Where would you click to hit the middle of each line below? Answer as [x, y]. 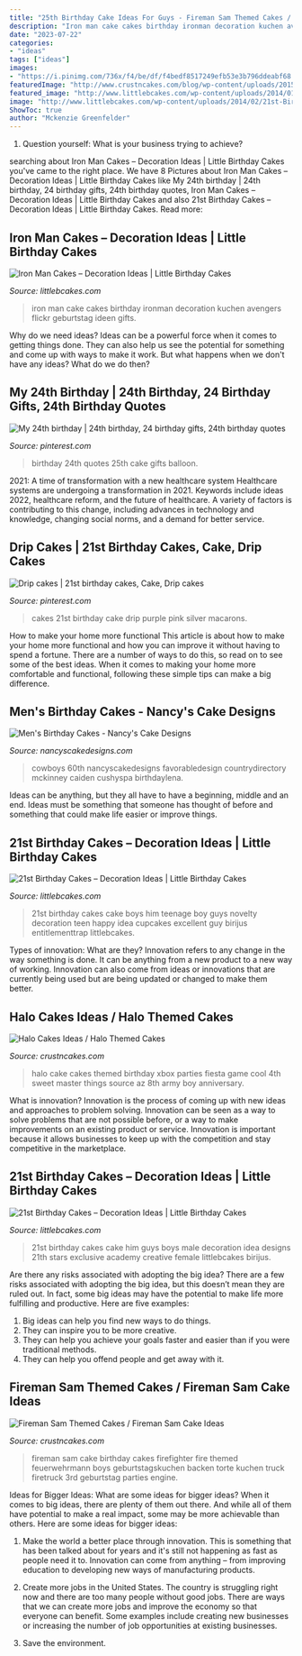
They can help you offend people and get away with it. [123, 1359]
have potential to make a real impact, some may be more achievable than [145, 1514]
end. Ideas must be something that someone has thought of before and [142, 805]
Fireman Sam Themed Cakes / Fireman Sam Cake [150, 1388]
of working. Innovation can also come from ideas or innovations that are [142, 969]
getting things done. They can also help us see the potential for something [147, 344]
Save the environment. [64, 1642]
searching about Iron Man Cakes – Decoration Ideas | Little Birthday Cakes [147, 161]
